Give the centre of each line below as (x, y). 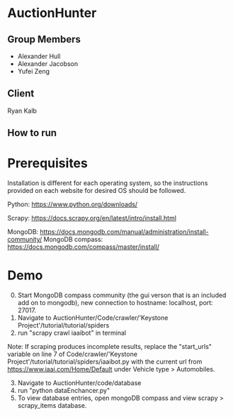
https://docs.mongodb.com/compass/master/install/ (84, 247)
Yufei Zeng (34, 71)
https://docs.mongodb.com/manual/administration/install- (124, 232)
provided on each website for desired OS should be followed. (97, 191)
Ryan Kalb (22, 111)
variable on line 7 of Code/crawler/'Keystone (73, 354)
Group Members (44, 39)
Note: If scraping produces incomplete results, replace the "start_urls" (110, 347)
